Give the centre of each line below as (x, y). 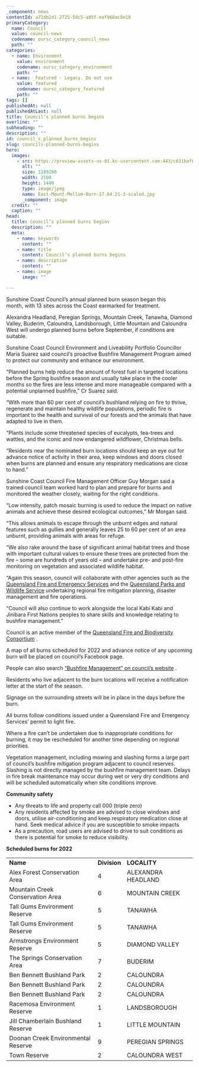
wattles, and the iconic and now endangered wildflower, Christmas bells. (95, 439)
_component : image (44, 200)
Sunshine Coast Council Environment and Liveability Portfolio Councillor (94, 347)
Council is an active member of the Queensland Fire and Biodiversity (90, 632)
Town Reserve (29, 1055)
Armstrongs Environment (44, 940)
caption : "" (26, 211)
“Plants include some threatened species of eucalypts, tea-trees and (90, 432)
